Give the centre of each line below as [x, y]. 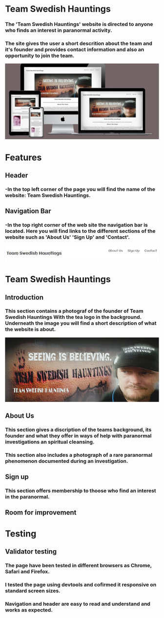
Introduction [24, 297]
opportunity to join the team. [40, 56]
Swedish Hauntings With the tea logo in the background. [73, 317]
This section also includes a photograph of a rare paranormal [79, 455]
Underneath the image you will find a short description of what [81, 323]
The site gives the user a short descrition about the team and [79, 43]
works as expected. [29, 610]
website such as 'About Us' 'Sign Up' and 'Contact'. [68, 237]
